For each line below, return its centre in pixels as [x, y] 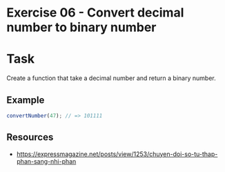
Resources [30, 137]
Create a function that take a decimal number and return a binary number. [111, 78]
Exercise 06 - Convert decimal [95, 13]
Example [26, 100]
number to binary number [81, 27]
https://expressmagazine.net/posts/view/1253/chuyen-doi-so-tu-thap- [117, 154]
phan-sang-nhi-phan [46, 161]
